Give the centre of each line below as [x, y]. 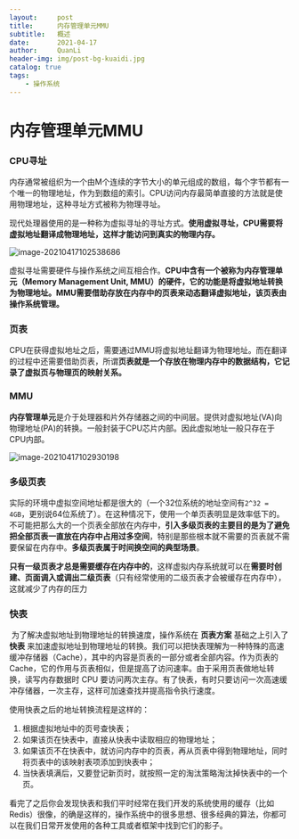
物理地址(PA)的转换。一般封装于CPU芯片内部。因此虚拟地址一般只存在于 [142, 428]
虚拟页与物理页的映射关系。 [75, 373]
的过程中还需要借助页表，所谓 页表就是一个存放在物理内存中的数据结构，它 [145, 361]
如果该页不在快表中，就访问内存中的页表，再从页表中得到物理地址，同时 [154, 751]
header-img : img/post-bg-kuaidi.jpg [77, 59]
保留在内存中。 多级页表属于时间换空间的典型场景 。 [110, 547]
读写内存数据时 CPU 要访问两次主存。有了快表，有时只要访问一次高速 [152, 679]
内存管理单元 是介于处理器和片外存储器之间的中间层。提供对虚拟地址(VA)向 [146, 416]
